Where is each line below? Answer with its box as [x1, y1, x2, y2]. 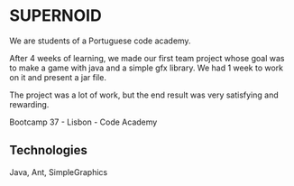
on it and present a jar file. [9, 71, 106, 82]
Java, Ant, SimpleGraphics [9, 166, 108, 177]
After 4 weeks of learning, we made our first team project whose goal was [9, 52, 285, 63]
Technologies [9, 143, 88, 158]
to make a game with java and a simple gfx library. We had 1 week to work [9, 62, 284, 73]
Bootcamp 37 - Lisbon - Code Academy [9, 116, 158, 127]
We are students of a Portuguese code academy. [9, 35, 191, 46]
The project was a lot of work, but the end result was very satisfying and [9, 89, 279, 100]
